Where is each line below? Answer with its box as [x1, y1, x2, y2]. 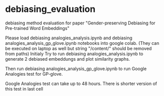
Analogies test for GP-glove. [5, 71, 63, 77]
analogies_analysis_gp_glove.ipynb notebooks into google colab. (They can [5, 40, 160, 46]
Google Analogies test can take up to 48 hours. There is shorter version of [5, 81, 158, 87]
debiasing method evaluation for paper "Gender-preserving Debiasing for [5, 20, 156, 26]
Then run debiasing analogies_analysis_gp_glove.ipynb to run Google [5, 66, 147, 72]
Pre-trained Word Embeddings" [5, 25, 70, 31]
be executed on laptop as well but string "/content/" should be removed [5, 45, 152, 51]
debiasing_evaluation [5, 3, 96, 15]
